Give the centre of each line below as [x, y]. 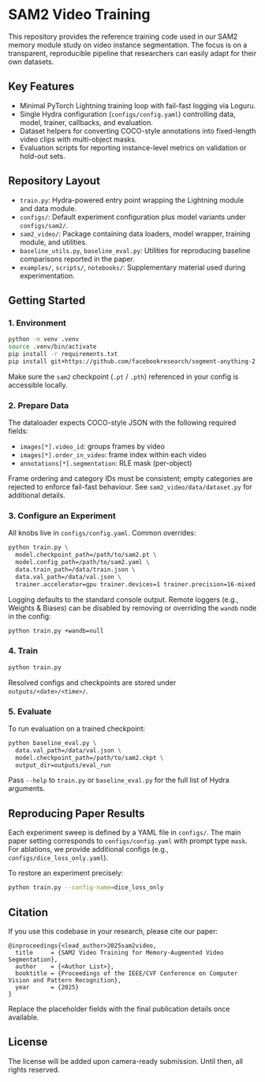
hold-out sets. [42, 156]
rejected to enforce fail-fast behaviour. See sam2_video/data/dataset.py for [130, 487]
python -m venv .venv [44, 339]
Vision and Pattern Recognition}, [65, 980]
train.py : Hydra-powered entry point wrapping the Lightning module [132, 200]
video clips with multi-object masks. [78, 139]
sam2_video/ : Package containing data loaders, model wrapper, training [135, 233]
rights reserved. [34, 1069]
